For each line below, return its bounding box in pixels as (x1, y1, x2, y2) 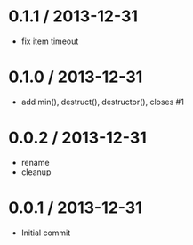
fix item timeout (20, 36, 79, 46)
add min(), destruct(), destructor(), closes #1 (20, 96, 184, 107)
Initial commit (20, 227, 71, 238)
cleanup (20, 167, 52, 177)
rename (20, 157, 50, 167)
